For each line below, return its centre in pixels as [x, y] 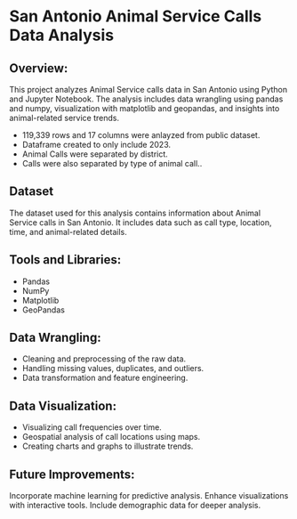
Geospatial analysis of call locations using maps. [111, 437]
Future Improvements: [72, 474]
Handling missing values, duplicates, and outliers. [113, 369]
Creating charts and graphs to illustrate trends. [108, 446]
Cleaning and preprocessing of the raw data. [104, 359]
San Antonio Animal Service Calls [136, 16]
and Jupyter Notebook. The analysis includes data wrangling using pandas [146, 99]
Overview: [39, 68]
